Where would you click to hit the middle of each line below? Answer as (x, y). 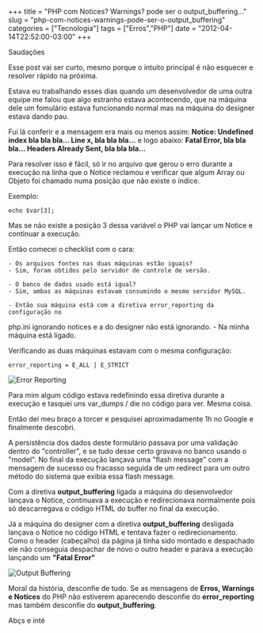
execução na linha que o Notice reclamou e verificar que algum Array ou (127, 172)
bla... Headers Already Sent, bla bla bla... (77, 149)
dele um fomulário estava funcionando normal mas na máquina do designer (131, 108)
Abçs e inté (27, 620)
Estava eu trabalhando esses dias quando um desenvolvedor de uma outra (130, 91)
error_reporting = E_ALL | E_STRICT (69, 365)
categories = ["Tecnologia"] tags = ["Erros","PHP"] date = (102, 28)
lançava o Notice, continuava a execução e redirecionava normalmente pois (132, 500)
